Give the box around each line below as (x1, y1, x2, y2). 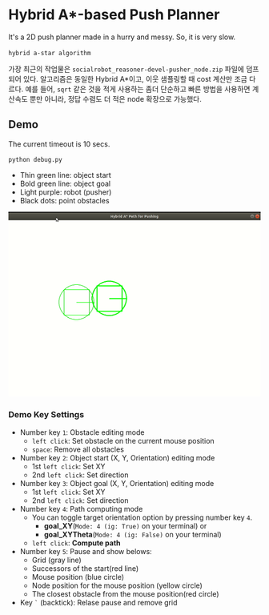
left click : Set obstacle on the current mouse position (31, 436, 215, 445)
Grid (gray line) (31, 555, 82, 565)
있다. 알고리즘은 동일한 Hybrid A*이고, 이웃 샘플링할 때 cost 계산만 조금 (22, 74, 248, 83)
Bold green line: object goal (19, 179, 110, 188)
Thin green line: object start (19, 170, 112, 179)
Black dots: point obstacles (19, 195, 110, 205)
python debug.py (8, 155, 62, 163)
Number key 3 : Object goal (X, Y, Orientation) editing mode (19, 478, 215, 488)
